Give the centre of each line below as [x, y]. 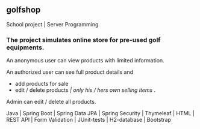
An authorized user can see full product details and [70, 72]
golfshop [23, 10]
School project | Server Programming [52, 24]
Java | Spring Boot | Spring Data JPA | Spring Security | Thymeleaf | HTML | [100, 113]
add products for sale [42, 84]
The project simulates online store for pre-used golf [83, 40]
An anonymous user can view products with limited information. [85, 61]
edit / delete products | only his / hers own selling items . [85, 90]
